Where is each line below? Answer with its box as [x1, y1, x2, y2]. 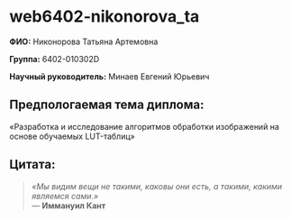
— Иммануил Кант [31, 200, 106, 211]
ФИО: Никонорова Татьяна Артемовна [9, 36, 159, 47]
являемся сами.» [31, 190, 99, 201]
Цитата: [9, 157, 56, 172]
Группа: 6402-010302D [9, 53, 100, 64]
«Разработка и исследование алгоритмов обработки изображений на [9, 121, 279, 132]
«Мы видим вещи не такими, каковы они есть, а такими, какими [31, 180, 283, 191]
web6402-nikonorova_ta [9, 6, 200, 27]
